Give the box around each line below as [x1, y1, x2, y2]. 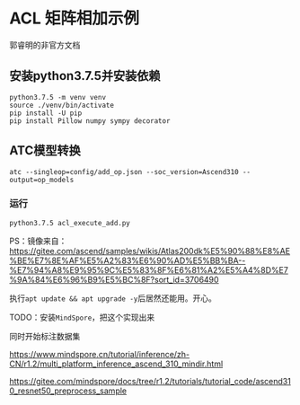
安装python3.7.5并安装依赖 [9, 68, 161, 84]
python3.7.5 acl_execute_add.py [9, 218, 130, 227]
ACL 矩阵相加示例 [9, 8, 139, 29]
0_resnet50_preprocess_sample [9, 385, 128, 396]
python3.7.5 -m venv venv [9, 92, 106, 101]
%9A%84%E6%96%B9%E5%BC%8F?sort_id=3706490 [9, 274, 219, 285]
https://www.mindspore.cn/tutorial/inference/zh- [9, 348, 190, 359]
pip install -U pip [9, 109, 83, 118]
